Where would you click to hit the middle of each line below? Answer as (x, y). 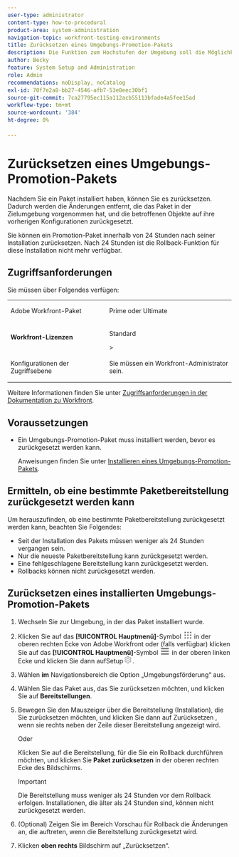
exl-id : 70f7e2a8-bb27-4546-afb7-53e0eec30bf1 (78, 90)
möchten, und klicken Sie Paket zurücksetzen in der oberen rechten (118, 760)
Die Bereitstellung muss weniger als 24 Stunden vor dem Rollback (114, 795)
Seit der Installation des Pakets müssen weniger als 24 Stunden (111, 540)
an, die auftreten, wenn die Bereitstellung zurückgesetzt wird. (108, 831)
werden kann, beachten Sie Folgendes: (65, 527)
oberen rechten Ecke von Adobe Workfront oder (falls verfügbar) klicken (124, 643)
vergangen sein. (41, 548)
